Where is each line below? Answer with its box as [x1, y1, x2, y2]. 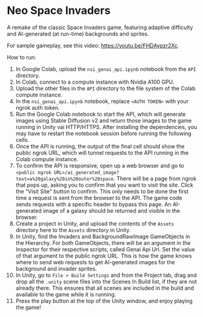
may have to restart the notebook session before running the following [15, 130, 191, 137]
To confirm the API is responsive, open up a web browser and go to [15, 162, 184, 169]
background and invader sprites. [15, 265, 98, 272]
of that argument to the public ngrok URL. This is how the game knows [15, 252, 192, 259]
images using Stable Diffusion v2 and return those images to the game [15, 116, 192, 124]
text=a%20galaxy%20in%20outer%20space [15, 176, 114, 182]
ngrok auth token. [15, 104, 60, 111]
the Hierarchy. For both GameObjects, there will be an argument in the [15, 239, 191, 246]
